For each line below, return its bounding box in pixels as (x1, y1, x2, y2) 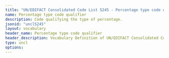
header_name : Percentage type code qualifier (5, 31, 102, 36)
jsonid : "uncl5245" (5, 21, 46, 27)
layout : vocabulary (5, 26, 46, 31)
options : (5, 45, 24, 50)
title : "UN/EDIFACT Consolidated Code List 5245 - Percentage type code (5, 7, 161, 13)
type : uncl (5, 40, 28, 45)
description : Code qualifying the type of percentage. (5, 17, 123, 22)
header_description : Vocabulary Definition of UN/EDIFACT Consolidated (5, 36, 158, 41)
